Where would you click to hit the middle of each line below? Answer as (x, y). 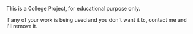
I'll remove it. (22, 26)
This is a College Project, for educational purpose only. (73, 8)
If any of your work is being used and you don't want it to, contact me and (96, 20)
